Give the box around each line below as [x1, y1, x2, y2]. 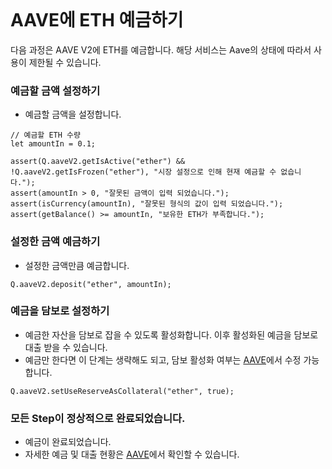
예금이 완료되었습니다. [24, 436, 112, 448]
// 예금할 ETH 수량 [10, 130, 81, 141]
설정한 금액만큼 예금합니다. [24, 259, 130, 271]
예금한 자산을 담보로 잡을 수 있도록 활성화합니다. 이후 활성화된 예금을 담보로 [24, 328, 319, 341]
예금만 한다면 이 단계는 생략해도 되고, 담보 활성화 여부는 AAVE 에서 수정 [24, 353, 302, 366]
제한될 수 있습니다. [28, 56, 102, 68]
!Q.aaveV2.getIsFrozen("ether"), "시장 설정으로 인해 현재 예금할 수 [10, 167, 277, 177]
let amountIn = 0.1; [10, 139, 97, 149]
